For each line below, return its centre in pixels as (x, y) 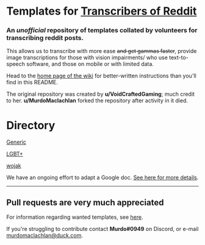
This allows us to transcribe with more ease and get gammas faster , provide (102, 51)
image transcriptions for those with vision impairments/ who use (87, 58)
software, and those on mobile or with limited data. (90, 64)
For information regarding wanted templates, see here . (75, 217)
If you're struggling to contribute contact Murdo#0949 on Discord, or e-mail (103, 229)
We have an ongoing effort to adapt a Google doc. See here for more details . (103, 177)
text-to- (178, 58)
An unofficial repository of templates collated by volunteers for (102, 30)
